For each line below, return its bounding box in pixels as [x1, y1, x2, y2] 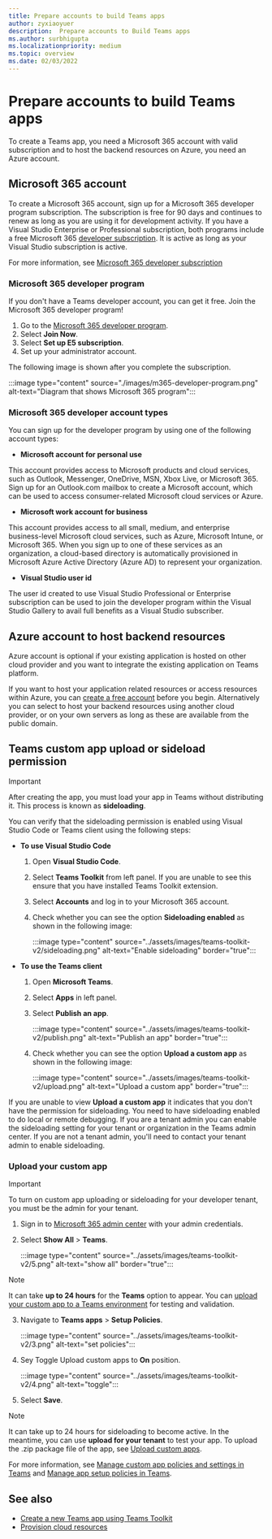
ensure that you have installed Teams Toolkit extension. [32, 880, 218, 890]
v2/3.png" [19, 1339, 54, 1349]
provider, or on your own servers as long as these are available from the [8, 710, 249, 720]
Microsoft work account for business [19, 507, 149, 517]
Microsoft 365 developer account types [8, 407, 169, 418]
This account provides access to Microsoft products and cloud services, [8, 465, 251, 475]
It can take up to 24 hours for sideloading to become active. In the [8, 1427, 230, 1437]
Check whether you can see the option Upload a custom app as [32, 1048, 248, 1058]
